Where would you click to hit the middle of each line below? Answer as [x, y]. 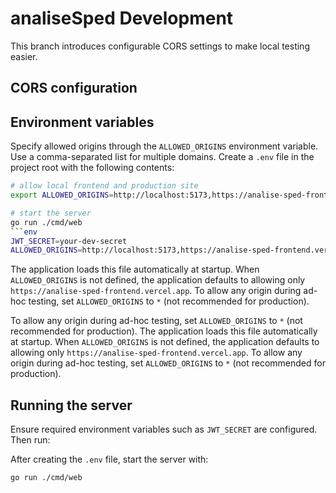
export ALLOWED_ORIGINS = [62, 195]
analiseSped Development [122, 18]
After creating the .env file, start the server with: [109, 459]
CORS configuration [74, 88]
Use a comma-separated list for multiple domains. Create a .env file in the [162, 157]
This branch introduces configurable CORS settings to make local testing [160, 46]
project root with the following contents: [92, 168]
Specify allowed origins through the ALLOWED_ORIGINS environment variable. [164, 146]
